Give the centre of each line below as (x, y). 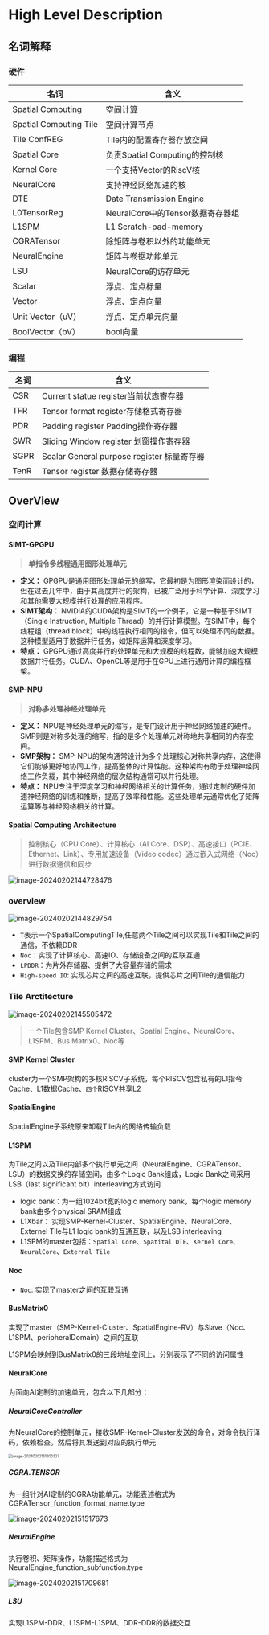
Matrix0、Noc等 (98, 1041)
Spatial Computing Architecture (63, 825)
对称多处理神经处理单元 (67, 708)
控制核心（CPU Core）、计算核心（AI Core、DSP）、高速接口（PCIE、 (142, 844)
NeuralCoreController (45, 1411)
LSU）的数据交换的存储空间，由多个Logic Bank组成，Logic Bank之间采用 (129, 1174)
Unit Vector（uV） (47, 317)
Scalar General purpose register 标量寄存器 (123, 457)
